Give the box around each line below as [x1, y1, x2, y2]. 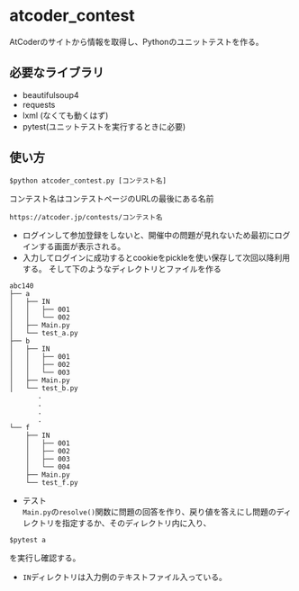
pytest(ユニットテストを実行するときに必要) [22, 121, 186, 131]
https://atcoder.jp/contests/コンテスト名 [9, 212, 163, 221]
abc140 [9, 281, 34, 291]
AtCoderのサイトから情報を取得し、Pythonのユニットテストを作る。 [9, 36, 264, 47]
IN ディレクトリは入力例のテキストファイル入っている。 [22, 571, 228, 582]
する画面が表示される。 [38, 240, 126, 252]
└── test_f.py [25, 478, 78, 487]
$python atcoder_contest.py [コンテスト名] [9, 176, 167, 185]
